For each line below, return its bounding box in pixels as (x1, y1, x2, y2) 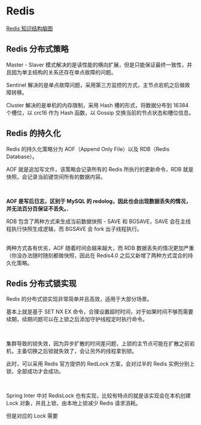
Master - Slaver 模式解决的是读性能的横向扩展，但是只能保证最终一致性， (6, 61, 187, 68)
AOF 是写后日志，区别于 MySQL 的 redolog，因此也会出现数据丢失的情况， (6, 197, 191, 204)
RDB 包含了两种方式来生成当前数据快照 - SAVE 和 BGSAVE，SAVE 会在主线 (6, 218, 191, 225)
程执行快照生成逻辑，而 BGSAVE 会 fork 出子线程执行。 (6, 225, 142, 232)
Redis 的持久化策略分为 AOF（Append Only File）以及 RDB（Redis (6, 145, 170, 152)
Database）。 (6, 153, 38, 160)
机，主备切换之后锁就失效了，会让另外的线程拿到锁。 (6, 348, 138, 355)
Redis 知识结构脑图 (6, 25, 53, 32)
